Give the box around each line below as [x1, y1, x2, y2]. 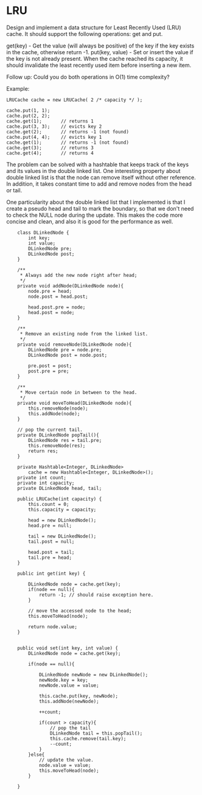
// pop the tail [49, 725, 91, 731]
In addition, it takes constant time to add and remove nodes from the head [6, 180, 192, 187]
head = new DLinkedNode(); [28, 517, 97, 524]
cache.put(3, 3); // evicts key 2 [6, 123, 102, 130]
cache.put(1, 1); [6, 107, 50, 113]
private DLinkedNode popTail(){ [17, 432, 99, 438]
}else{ [28, 751, 45, 758]
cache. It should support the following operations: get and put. [6, 30, 163, 37]
